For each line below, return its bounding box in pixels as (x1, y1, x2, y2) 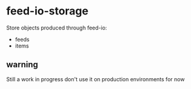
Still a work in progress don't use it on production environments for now (6, 75, 185, 82)
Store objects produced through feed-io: (6, 24, 108, 31)
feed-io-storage (6, 4, 89, 18)
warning (6, 60, 38, 70)
